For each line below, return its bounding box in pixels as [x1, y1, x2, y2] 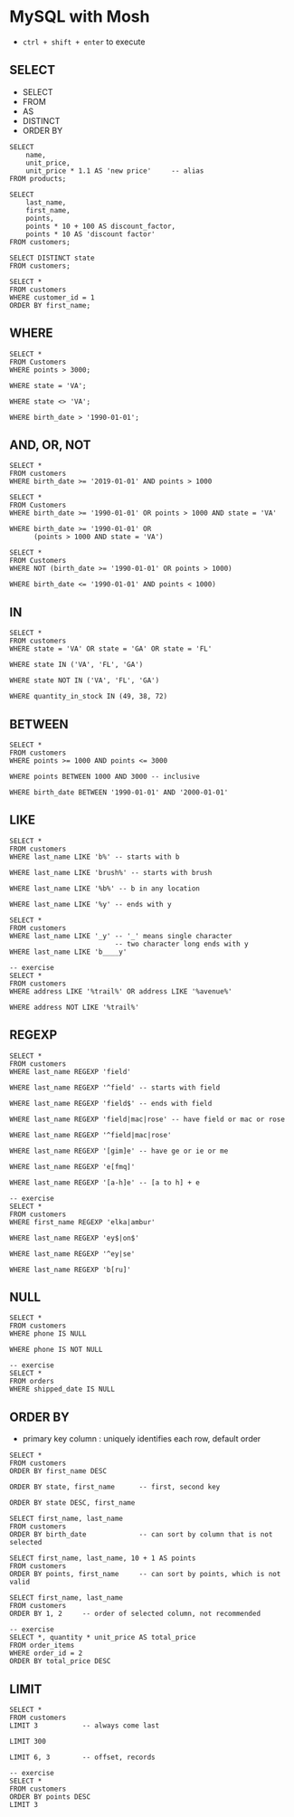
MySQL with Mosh [9, 6, 150, 27]
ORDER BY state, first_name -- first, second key [9, 1482, 221, 1492]
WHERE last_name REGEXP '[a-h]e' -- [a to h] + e [9, 1178, 201, 1187]
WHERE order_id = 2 [9, 1649, 83, 1658]
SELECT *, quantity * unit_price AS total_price [9, 1633, 196, 1642]
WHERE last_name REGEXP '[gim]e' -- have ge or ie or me [9, 1146, 229, 1156]
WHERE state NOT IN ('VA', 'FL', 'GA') [9, 676, 160, 685]
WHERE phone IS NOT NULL [9, 1346, 103, 1355]
